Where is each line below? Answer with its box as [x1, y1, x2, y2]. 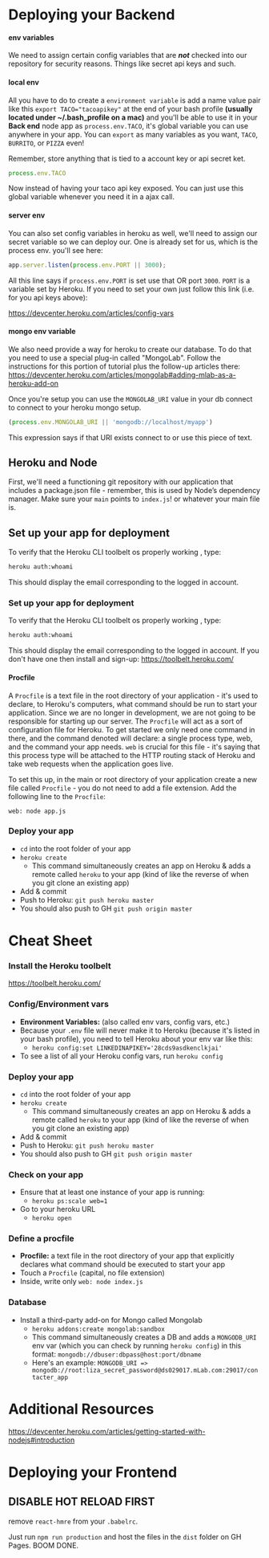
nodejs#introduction [8, 1435, 75, 1445]
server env [8, 210, 46, 220]
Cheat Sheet [8, 932, 93, 949]
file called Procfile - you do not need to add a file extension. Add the [8, 783, 237, 793]
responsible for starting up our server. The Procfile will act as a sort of [8, 716, 243, 726]
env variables [8, 32, 54, 42]
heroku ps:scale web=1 [31, 1197, 108, 1205]
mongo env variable [8, 327, 76, 336]
